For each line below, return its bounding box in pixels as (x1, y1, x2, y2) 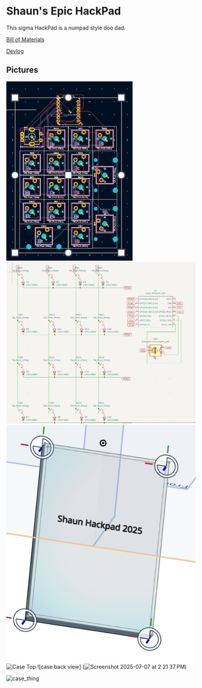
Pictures (6, 65, 38, 75)
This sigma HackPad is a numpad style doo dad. (6, 24, 126, 31)
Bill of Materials (6, 36, 45, 43)
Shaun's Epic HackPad (6, 4, 121, 18)
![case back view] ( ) (37, 663, 187, 670)
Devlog (6, 47, 24, 55)
